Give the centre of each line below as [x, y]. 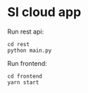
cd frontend [25, 76]
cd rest [19, 44]
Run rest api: [26, 31]
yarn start [23, 82]
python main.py [30, 50]
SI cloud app [44, 12]
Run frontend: [27, 63]
